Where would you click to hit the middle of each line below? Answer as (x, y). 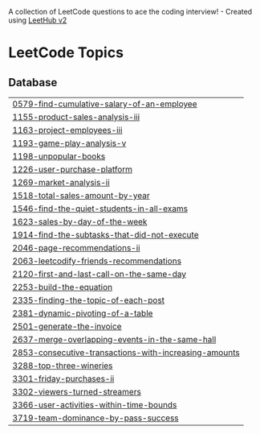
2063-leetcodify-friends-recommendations (97, 261)
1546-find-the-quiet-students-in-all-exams (100, 209)
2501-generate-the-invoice (67, 327)
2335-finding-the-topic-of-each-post (89, 300)
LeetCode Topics (66, 53)
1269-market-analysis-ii (61, 182)
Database (33, 83)
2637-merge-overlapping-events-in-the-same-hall (114, 339)
